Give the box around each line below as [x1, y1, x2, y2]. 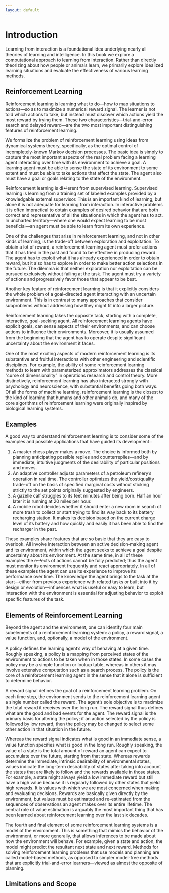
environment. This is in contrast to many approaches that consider [5, 296, 143, 303]
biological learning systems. [5, 405, 63, 412]
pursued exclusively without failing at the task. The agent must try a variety [5, 271, 161, 277]
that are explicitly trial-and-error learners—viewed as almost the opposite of [5, 860, 163, 866]
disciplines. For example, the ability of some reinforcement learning [5, 362, 145, 368]
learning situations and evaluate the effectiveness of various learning [5, 67, 148, 73]
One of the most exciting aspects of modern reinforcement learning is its [5, 351, 156, 357]
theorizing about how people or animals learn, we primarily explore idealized [5, 62, 164, 68]
